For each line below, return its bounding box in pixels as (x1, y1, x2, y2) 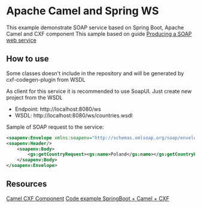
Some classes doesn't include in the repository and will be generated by (6, 70, 184, 77)
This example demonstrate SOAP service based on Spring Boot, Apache (6, 24, 184, 31)
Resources (6, 179, 47, 189)
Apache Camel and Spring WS (6, 4, 159, 18)
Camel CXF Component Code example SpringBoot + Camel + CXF (6, 195, 169, 202)
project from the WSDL (6, 94, 63, 101)
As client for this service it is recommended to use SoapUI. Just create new (6, 88, 192, 95)
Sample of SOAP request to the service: (6, 123, 104, 131)
